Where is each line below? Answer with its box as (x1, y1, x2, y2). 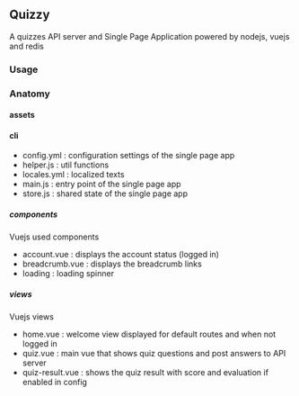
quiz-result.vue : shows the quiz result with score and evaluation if (22, 367, 269, 378)
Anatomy (9, 87, 51, 100)
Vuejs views (9, 311, 54, 322)
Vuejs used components (9, 231, 100, 242)
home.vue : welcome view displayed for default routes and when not (22, 328, 277, 340)
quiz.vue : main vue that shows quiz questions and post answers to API (22, 348, 286, 359)
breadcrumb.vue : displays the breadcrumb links (22, 258, 202, 269)
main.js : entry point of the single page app (22, 179, 181, 190)
